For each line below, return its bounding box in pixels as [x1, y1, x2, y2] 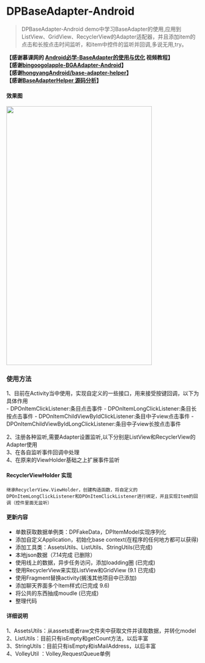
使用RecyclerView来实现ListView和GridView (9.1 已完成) [15, 566, 156, 574]
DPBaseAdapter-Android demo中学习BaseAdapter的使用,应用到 [21, 25, 182, 32]
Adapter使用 [6, 441, 38, 449]
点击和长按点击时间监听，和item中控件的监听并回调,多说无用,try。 [21, 40, 188, 48]
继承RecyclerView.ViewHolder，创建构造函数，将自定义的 [6, 487, 138, 493]
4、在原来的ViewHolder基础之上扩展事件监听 [6, 457, 120, 464]
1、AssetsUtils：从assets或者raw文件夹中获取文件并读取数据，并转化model [6, 627, 196, 635]
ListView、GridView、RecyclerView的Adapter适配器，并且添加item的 [21, 32, 196, 40]
